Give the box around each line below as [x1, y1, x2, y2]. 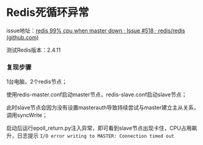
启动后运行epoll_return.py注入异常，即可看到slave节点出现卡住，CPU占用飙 [6, 124, 197, 132]
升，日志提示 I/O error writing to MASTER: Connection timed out [6, 132, 174, 140]
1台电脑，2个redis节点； [6, 78, 67, 85]
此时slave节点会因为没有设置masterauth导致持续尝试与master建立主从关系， [6, 104, 199, 111]
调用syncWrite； [6, 111, 48, 119]
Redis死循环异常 [6, 5, 89, 19]
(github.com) [6, 34, 39, 41]
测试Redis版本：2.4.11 [6, 46, 61, 54]
